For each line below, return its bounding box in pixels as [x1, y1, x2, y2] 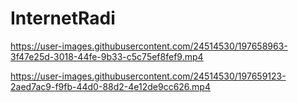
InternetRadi [10, 7, 116, 30]
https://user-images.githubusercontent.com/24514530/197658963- [10, 40, 288, 52]
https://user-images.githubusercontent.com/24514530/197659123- [10, 70, 287, 82]
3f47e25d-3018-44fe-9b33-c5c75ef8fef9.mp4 [10, 50, 204, 62]
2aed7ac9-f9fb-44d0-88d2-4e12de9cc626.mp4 [10, 80, 211, 92]
